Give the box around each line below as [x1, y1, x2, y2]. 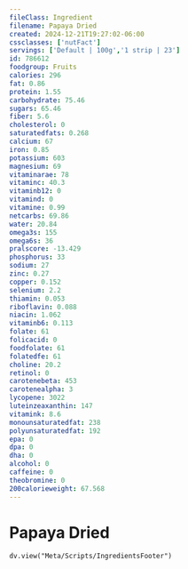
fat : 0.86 [9, 79, 46, 88]
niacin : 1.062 [9, 310, 62, 320]
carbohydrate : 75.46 [9, 95, 86, 105]
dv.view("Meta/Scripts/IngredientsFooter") [9, 552, 173, 561]
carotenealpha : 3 [9, 385, 74, 394]
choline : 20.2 [9, 360, 62, 369]
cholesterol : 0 [9, 121, 66, 130]
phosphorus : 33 [9, 252, 66, 262]
